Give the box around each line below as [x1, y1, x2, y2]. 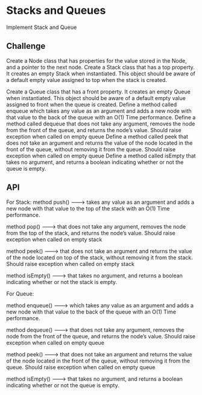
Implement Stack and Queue [6, 24, 77, 31]
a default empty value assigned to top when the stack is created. [6, 76, 168, 83]
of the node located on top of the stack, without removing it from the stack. [6, 254, 193, 261]
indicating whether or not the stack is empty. [6, 278, 118, 285]
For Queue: [6, 290, 34, 297]
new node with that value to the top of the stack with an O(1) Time [6, 204, 170, 212]
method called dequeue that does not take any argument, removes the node [6, 120, 195, 127]
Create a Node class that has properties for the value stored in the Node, [6, 57, 187, 64]
